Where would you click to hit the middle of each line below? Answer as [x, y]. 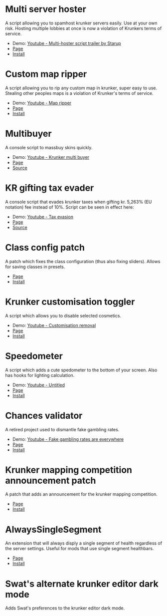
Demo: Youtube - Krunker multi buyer [51, 157]
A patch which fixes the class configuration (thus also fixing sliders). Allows [83, 261]
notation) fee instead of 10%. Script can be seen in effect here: [70, 207]
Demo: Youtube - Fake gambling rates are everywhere [68, 439]
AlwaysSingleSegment [53, 529]
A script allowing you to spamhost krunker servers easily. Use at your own [81, 23]
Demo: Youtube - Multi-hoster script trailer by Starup [67, 43]
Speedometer [34, 356]
